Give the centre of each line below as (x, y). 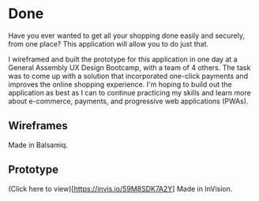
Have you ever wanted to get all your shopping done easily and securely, (126, 35)
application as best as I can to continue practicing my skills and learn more (129, 92)
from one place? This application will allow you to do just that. (109, 43)
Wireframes (38, 126)
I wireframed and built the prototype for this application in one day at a (123, 59)
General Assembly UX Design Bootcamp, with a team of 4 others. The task (129, 67)
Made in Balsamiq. (38, 145)
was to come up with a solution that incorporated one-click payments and (128, 76)
